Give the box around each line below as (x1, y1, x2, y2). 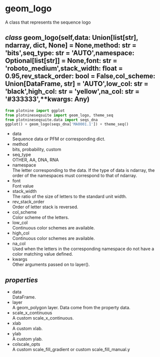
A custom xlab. (12, 325, 43, 331)
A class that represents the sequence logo (5, 19, 91, 25)
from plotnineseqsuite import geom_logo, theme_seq (5, 113, 113, 118)
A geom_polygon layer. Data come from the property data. (12, 305, 130, 311)
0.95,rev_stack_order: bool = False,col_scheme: (5, 72, 156, 80)
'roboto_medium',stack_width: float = (5, 65, 123, 73)
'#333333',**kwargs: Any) (5, 95, 90, 103)
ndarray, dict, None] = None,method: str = (5, 41, 137, 50)
